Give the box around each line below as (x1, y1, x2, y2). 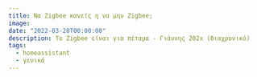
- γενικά (15, 57, 45, 65)
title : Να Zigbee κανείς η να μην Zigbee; (8, 11, 153, 20)
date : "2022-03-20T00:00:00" (8, 26, 106, 34)
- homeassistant (15, 49, 70, 57)
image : (8, 19, 31, 27)
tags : (8, 42, 27, 50)
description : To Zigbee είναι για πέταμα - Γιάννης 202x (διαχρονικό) (8, 34, 251, 43)
